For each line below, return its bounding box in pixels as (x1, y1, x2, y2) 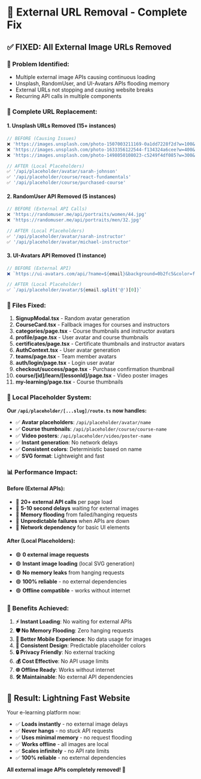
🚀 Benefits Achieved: (7, 604, 69, 612)
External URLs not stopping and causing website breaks (15, 86, 154, 93)
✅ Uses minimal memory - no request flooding (15, 734, 132, 741)
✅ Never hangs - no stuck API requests (15, 727, 114, 735)
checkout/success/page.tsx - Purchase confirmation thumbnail (15, 366, 175, 373)
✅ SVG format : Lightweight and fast (15, 452, 105, 460)
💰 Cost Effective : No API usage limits (15, 658, 109, 665)
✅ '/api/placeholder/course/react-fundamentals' (7, 174, 132, 180)
